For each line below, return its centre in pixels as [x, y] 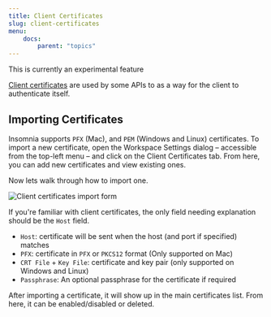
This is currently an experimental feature [76, 69]
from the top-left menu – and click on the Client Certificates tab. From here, [134, 156]
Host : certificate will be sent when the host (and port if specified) [129, 236]
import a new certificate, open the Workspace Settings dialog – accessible [133, 147]
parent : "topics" [67, 46]
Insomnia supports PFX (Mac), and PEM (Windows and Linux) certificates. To [134, 138]
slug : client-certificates [54, 24]
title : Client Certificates [56, 16]
